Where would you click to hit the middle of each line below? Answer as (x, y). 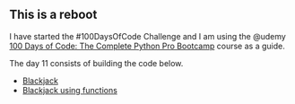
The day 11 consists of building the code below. (96, 63)
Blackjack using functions (70, 90)
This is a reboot (53, 15)
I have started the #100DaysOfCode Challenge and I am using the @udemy (148, 36)
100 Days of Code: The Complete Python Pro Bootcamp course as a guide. (147, 46)
